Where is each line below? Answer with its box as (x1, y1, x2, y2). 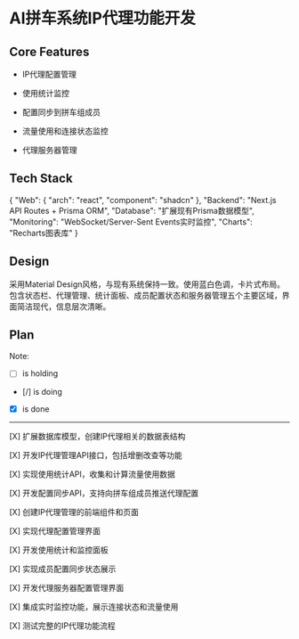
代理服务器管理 (21, 144, 77, 155)
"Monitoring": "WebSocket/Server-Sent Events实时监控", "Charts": (9, 216, 253, 227)
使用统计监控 (21, 88, 69, 98)
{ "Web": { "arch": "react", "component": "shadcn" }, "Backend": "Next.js (9, 194, 277, 205)
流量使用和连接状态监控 (21, 126, 109, 136)
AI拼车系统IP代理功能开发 (9, 8, 196, 29)
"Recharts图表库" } (9, 227, 78, 238)
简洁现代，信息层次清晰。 (16, 300, 111, 312)
